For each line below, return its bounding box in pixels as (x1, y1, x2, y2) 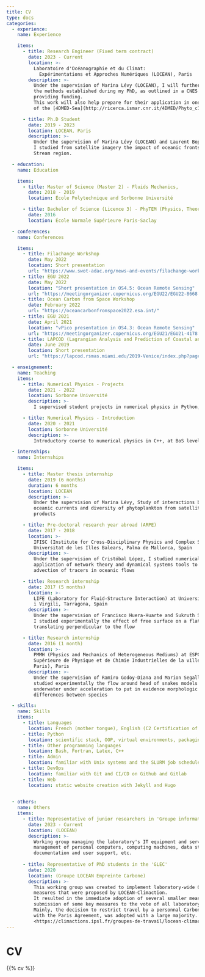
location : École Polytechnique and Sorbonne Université (28, 195, 173, 202)
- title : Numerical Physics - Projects (22, 381, 124, 387)
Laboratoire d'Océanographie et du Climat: (33, 65, 146, 71)
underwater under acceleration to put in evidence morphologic (33, 686, 198, 692)
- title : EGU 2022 (22, 273, 70, 280)
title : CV (6, 9, 32, 15)
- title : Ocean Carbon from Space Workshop (22, 296, 135, 302)
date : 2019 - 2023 (28, 122, 75, 128)
